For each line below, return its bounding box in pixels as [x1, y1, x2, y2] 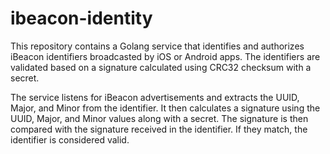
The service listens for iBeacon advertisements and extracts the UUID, [10, 91, 300, 103]
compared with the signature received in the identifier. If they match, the [10, 123, 308, 135]
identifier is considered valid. [10, 133, 130, 146]
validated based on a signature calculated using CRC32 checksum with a [10, 61, 312, 73]
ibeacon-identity [10, 7, 153, 30]
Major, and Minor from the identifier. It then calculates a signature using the [10, 102, 321, 114]
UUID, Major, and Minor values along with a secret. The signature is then [10, 112, 309, 124]
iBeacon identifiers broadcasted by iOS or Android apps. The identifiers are [10, 50, 321, 62]
